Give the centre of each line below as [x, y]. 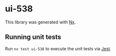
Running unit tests [33, 37]
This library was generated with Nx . [40, 22]
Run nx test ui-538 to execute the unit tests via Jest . [58, 48]
